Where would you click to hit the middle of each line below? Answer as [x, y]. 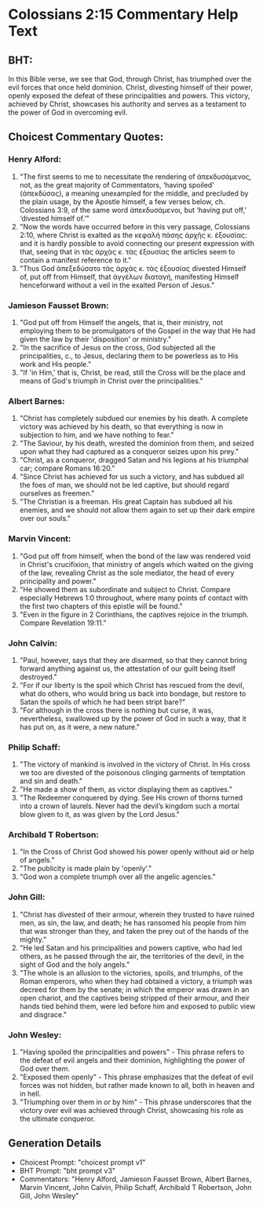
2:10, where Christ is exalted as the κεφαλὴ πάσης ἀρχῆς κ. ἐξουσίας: [133, 235]
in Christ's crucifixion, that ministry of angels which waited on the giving [136, 564]
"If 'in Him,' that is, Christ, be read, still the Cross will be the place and [132, 372]
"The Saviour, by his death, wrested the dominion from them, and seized [137, 443]
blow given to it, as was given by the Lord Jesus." [100, 814]
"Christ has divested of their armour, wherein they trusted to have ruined [137, 914]
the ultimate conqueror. [57, 1119]
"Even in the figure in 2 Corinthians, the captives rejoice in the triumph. [134, 614]
